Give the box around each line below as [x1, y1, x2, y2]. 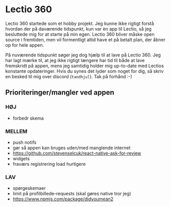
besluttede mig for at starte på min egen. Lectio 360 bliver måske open [5, 31, 155, 37]
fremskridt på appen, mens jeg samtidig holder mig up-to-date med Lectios [5, 63, 164, 69]
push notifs [12, 139, 37, 145]
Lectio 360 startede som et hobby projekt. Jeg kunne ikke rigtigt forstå [5, 20, 154, 26]
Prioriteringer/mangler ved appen [5, 88, 115, 97]
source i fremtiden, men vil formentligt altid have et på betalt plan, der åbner [5, 37, 166, 43]
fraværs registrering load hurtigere [12, 161, 86, 167]
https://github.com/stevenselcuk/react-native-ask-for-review [12, 150, 141, 156]
